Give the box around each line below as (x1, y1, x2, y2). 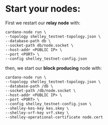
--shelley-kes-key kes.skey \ (5, 106, 69, 111)
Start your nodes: (5, 3, 81, 15)
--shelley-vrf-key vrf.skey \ (5, 110, 69, 115)
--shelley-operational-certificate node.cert (5, 114, 103, 119)
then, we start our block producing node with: (5, 65, 102, 71)
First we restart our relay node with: (5, 20, 81, 26)
